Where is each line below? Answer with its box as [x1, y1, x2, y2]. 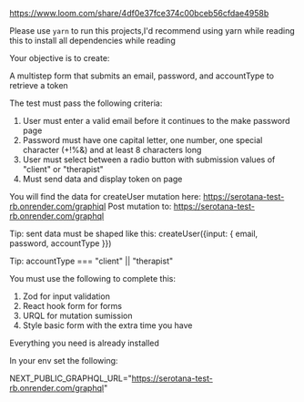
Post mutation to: [107, 201, 172, 211]
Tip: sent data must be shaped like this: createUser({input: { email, [9, 228, 258, 239]
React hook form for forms [22, 301, 123, 311]
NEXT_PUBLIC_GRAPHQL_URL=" [9, 373, 132, 384]
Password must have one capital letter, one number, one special [22, 135, 263, 145]
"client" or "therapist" [22, 164, 105, 174]
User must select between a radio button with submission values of [22, 154, 276, 165]
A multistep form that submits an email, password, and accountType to [9, 70, 275, 81]
